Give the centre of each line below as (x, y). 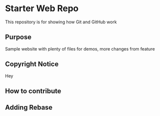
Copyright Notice (32, 64)
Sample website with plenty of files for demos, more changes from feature (80, 49)
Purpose (18, 37)
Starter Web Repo (42, 8)
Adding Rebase (29, 108)
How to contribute (33, 91)
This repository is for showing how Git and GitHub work (61, 22)
